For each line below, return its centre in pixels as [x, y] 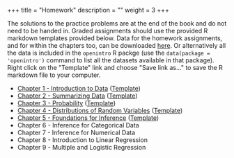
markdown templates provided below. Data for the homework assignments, [115, 38]
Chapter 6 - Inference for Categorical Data [78, 125]
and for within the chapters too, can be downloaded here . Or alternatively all [117, 45]
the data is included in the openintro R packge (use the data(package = [109, 53]
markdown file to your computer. [54, 75]
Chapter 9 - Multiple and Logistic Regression [81, 147]
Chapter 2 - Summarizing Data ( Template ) [77, 96]
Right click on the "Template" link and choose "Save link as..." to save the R [115, 68]
